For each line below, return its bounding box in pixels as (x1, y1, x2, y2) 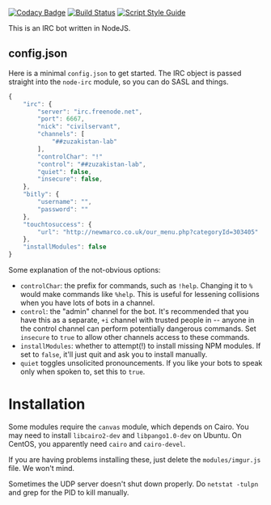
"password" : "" (37, 205, 89, 214)
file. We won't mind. (8, 464, 75, 473)
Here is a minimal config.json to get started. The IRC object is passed (8, 68, 242, 78)
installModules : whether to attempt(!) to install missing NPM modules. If (19, 341, 261, 351)
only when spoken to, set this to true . (19, 367, 146, 376)
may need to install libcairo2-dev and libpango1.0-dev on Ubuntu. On (8, 431, 242, 440)
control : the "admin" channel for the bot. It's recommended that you (19, 307, 249, 316)
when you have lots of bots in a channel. (19, 298, 155, 308)
